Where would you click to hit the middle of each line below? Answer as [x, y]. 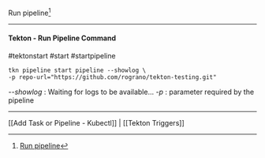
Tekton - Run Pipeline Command [62, 38]
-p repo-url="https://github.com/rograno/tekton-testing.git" [112, 77]
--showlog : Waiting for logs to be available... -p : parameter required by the [131, 92]
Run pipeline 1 [30, 12]
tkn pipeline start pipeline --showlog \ [77, 70]
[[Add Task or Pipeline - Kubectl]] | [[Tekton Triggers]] [96, 122]
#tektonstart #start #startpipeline [62, 55]
